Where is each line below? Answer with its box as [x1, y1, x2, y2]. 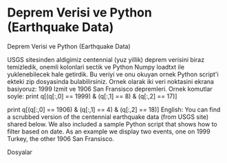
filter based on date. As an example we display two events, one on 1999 [7, 127, 211, 135]
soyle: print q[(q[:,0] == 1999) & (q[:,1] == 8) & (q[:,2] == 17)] [7, 91, 177, 100]
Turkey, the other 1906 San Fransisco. [7, 134, 115, 142]
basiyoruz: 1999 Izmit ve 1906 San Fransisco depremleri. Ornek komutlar [7, 85, 213, 93]
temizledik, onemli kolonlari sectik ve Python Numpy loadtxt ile [7, 63, 184, 71]
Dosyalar [7, 148, 33, 156]
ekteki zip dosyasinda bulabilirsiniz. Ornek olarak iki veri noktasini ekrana [7, 77, 215, 85]
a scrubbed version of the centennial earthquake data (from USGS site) [7, 112, 209, 121]
